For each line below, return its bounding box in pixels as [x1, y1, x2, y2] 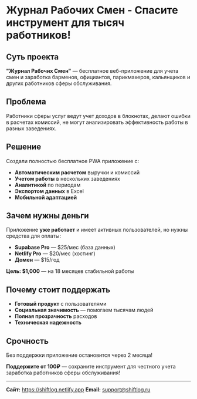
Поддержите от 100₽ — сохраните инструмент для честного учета [6, 363, 176, 370]
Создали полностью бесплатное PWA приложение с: [6, 157, 140, 164]
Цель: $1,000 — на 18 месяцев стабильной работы [6, 268, 134, 275]
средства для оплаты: [6, 232, 62, 239]
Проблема [6, 97, 47, 107]
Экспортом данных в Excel [14, 187, 84, 194]
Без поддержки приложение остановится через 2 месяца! [6, 351, 153, 359]
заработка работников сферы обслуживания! [6, 369, 120, 376]
